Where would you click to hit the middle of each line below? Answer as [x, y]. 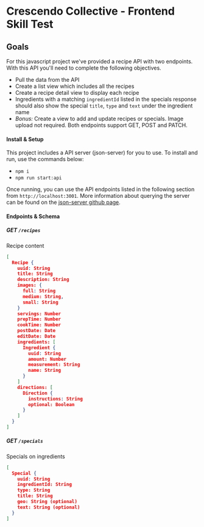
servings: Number [39, 314]
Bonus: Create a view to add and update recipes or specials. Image [99, 118]
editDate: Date [37, 336]
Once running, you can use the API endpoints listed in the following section [100, 189]
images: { [30, 285]
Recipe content [25, 245]
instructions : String [56, 399]
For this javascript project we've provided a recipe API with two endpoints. [100, 61]
